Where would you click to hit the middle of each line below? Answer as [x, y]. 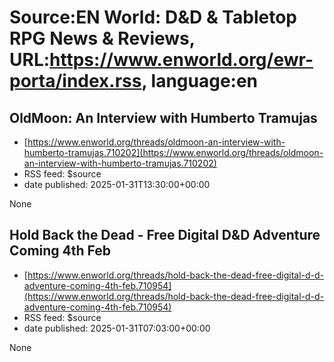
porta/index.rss [75, 81]
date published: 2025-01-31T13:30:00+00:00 [117, 184]
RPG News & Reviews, [102, 38]
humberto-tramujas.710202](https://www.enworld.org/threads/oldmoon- [173, 152]
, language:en [200, 81]
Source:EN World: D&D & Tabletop [153, 17]
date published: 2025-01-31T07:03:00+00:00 [117, 328]
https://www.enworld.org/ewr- [181, 60]
